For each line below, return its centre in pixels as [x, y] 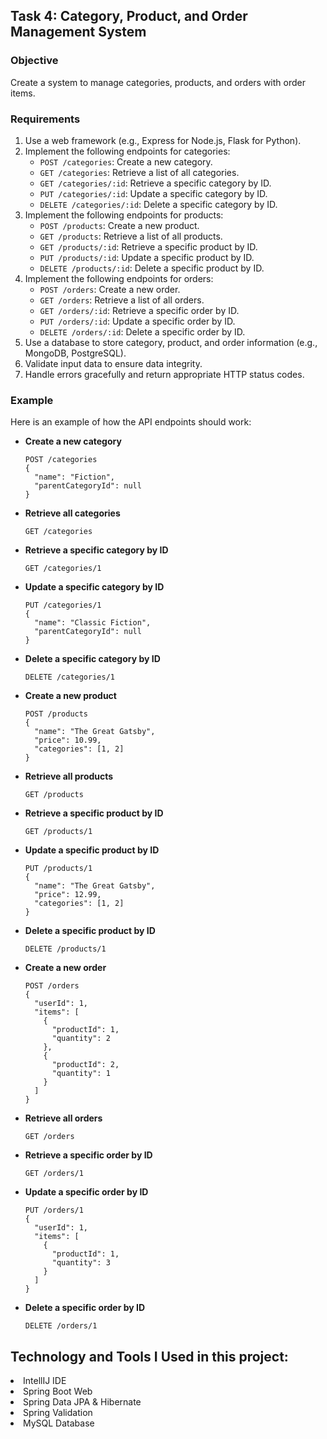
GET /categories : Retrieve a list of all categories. [139, 172]
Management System [78, 32]
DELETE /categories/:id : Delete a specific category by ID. [158, 204]
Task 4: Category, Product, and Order [129, 16]
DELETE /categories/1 [69, 677]
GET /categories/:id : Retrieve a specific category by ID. [155, 183]
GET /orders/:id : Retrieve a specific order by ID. [139, 310]
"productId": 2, [85, 1065]
